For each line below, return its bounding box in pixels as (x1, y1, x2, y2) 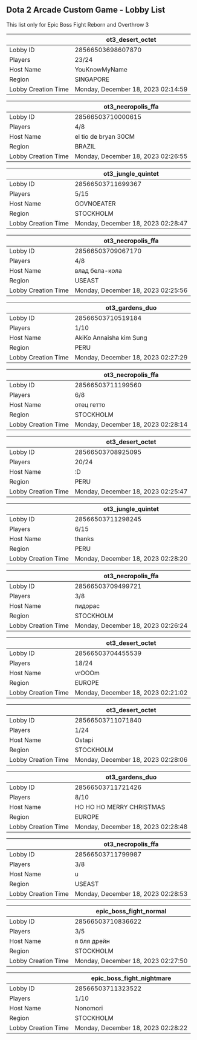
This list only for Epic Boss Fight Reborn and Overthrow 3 (6, 21, 149, 28)
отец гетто (74, 400, 106, 408)
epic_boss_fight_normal (95, 907, 167, 915)
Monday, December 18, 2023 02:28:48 (74, 822, 188, 831)
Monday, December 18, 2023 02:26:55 (74, 152, 188, 160)
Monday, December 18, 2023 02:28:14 (74, 420, 188, 428)
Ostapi (74, 736, 94, 744)
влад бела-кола (74, 266, 122, 275)
